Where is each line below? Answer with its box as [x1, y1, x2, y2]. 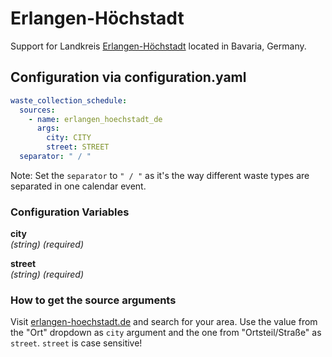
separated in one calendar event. [10, 180, 147, 192]
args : [36, 123, 60, 134]
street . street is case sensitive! [10, 337, 143, 349]
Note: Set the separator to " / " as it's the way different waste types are [10, 169, 310, 181]
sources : [19, 105, 56, 115]
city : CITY [46, 133, 92, 143]
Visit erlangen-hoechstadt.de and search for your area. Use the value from [10, 316, 318, 328]
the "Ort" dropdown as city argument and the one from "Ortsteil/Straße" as [10, 327, 322, 339]
